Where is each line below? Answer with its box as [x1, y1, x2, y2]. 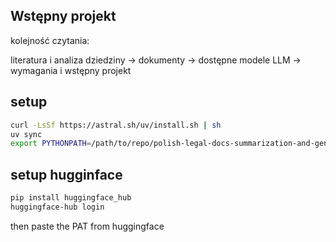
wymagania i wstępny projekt [10, 64, 132, 76]
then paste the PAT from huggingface [10, 220, 165, 232]
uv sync [10, 129, 43, 139]
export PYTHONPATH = [10, 139, 92, 149]
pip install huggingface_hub [10, 193, 132, 203]
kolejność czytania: [10, 34, 90, 46]
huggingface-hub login [10, 202, 105, 212]
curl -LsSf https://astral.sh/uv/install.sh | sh [10, 120, 222, 130]
